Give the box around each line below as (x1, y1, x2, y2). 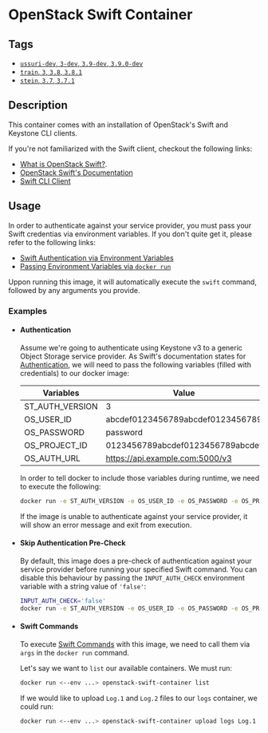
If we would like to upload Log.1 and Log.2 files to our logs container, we (19, 693, 258, 703)
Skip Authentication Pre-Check (19, 538, 126, 548)
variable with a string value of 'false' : (19, 581, 147, 591)
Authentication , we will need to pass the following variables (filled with (19, 359, 251, 369)
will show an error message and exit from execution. (19, 520, 192, 529)
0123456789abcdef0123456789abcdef (105, 439, 262, 450)
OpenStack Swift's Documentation (19, 168, 133, 177)
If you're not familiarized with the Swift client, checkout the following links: (8, 144, 253, 153)
